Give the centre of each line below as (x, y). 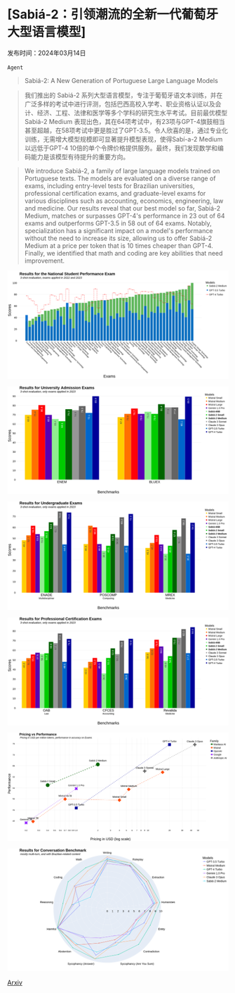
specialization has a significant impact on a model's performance (119, 230)
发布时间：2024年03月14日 (47, 53)
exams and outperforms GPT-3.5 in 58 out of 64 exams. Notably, (118, 223)
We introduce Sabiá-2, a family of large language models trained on (122, 170)
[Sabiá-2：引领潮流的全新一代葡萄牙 (113, 14)
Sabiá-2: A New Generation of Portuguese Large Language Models (121, 80)
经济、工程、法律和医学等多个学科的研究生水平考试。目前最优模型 (132, 113)
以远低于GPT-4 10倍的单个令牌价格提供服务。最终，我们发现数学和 (121, 148)
